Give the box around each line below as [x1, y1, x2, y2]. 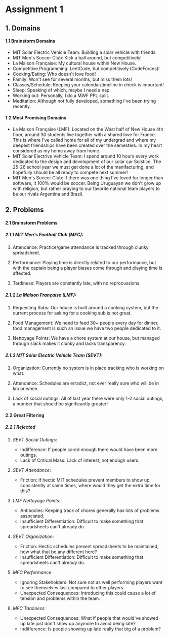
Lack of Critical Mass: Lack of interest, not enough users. [20, 457, 140, 463]
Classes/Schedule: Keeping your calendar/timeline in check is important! [12, 81, 164, 87]
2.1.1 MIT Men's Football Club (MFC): [5, 231, 83, 237]
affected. [12, 270, 32, 276]
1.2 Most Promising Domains [5, 115, 67, 121]
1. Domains [5, 24, 40, 33]
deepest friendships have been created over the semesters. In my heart [12, 142, 162, 148]
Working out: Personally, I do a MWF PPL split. [12, 92, 110, 99]
